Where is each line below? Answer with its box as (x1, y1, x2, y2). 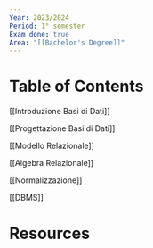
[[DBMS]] (9, 193, 44, 203)
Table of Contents (9, 77, 144, 96)
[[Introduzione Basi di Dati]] (9, 106, 110, 117)
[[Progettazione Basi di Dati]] (9, 123, 116, 134)
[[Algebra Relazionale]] (9, 158, 94, 169)
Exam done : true (9, 29, 69, 38)
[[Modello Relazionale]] (9, 140, 95, 152)
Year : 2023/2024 (9, 12, 69, 22)
